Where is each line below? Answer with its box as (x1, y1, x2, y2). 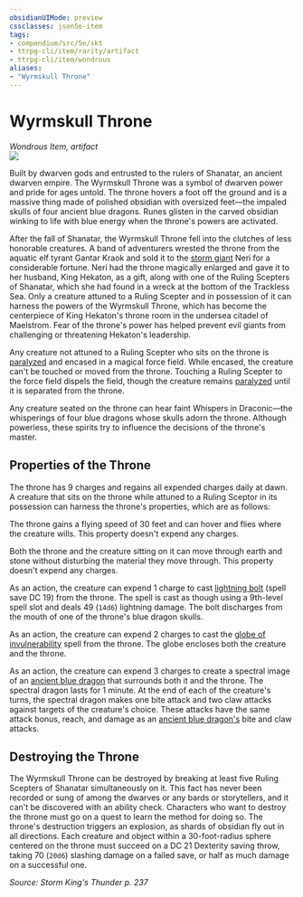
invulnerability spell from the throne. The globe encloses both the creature (9, 638, 287, 649)
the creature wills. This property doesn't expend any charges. (9, 528, 240, 539)
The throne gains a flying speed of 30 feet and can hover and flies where (9, 518, 282, 529)
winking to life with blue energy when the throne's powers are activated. (9, 215, 279, 226)
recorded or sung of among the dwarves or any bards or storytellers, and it (9, 792, 289, 803)
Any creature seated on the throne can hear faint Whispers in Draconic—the (9, 402, 293, 413)
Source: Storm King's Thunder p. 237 (9, 877, 149, 888)
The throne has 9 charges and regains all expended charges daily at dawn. (9, 481, 288, 493)
